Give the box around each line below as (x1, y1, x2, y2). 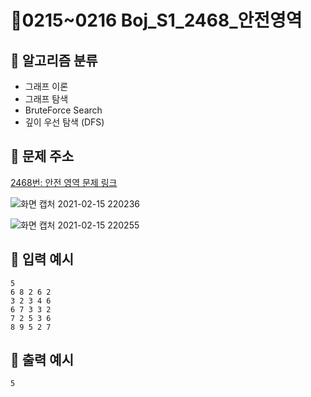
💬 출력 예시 (10, 352, 75, 369)
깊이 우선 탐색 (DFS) (24, 116, 105, 128)
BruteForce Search (24, 104, 103, 116)
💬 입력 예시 (10, 251, 75, 268)
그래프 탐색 (24, 93, 69, 105)
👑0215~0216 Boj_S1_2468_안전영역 (10, 9, 303, 32)
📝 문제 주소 (10, 148, 75, 165)
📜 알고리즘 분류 (10, 52, 98, 69)
